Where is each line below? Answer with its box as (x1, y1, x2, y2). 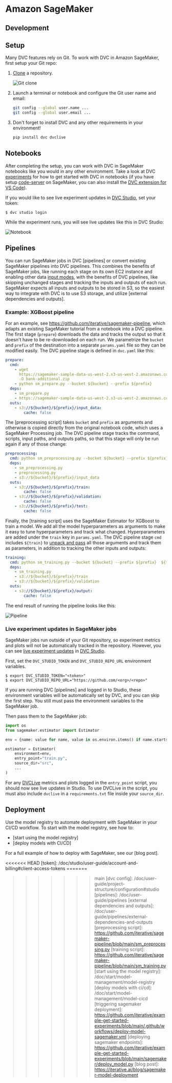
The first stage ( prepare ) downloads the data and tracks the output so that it (5, 331, 165, 337)
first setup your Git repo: (5, 60, 57, 66)
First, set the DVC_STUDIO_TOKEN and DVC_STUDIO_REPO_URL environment (5, 657, 152, 664)
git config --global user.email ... (12, 110, 91, 116)
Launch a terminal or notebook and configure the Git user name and (12, 90, 156, 96)
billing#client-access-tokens (5, 865, 66, 871)
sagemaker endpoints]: (94, 1039, 143, 1045)
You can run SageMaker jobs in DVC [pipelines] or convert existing (5, 258, 146, 264)
